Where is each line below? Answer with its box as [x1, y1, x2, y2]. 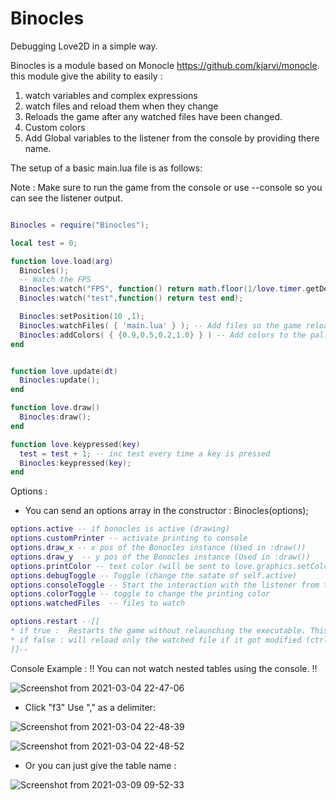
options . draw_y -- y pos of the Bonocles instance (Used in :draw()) [10, 552, 311, 562]
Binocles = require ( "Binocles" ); [10, 220, 150, 230]
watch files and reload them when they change [24, 100, 219, 112]
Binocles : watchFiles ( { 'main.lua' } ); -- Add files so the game [19, 320, 302, 331]
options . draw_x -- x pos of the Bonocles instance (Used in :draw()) [10, 543, 307, 553]
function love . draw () [10, 403, 101, 413]
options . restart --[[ [10, 617, 101, 627]
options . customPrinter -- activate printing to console [10, 533, 248, 544]
